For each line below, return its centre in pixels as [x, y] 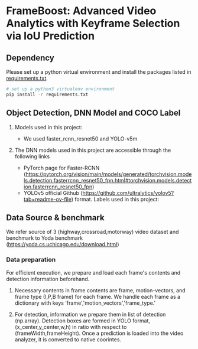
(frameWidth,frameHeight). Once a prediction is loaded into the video [99, 333]
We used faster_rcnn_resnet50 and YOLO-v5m [80, 138]
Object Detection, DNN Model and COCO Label [93, 113]
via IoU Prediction [51, 36]
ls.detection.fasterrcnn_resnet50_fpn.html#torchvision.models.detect [108, 180]
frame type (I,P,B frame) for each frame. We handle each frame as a [98, 296]
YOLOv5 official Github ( [53, 193]
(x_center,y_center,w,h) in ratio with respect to [71, 327]
